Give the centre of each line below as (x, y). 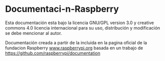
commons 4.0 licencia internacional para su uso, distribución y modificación (83, 28)
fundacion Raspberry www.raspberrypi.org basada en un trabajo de (74, 48)
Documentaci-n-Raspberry (62, 9)
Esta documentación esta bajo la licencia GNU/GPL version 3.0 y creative (80, 23)
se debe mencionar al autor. (34, 33)
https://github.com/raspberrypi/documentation (53, 53)
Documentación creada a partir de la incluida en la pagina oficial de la (76, 42)
